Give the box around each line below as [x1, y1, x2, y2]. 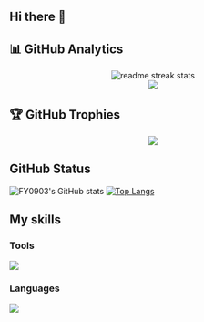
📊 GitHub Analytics [9, 41, 124, 57]
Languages [9, 282, 61, 295]
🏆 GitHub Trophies [9, 107, 121, 122]
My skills [9, 212, 62, 228]
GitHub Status [9, 161, 91, 177]
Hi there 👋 [9, 9, 66, 25]
